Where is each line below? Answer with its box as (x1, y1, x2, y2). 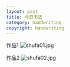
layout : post (6, 8, 38, 15)
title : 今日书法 (6, 14, 42, 20)
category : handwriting (6, 19, 62, 25)
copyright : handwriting (6, 25, 65, 31)
